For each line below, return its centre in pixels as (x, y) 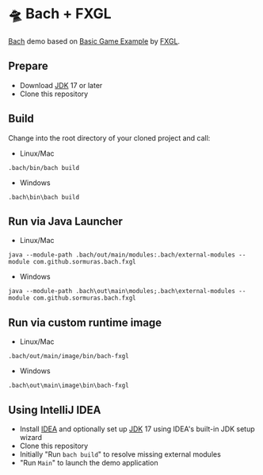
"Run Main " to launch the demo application (89, 463)
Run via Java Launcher (65, 221)
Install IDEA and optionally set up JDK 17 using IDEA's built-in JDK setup (137, 429)
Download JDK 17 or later (61, 85)
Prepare (29, 66)
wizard (30, 437)
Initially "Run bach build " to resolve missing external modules (120, 454)
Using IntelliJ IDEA (55, 409)
